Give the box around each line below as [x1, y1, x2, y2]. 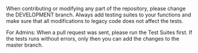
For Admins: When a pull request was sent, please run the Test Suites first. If [6, 29, 193, 36]
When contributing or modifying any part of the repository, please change [6, 5, 186, 12]
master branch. [6, 41, 43, 48]
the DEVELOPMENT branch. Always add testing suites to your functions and [6, 11, 191, 18]
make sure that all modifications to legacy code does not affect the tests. [6, 18, 184, 24]
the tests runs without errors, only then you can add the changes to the [6, 35, 180, 42]
